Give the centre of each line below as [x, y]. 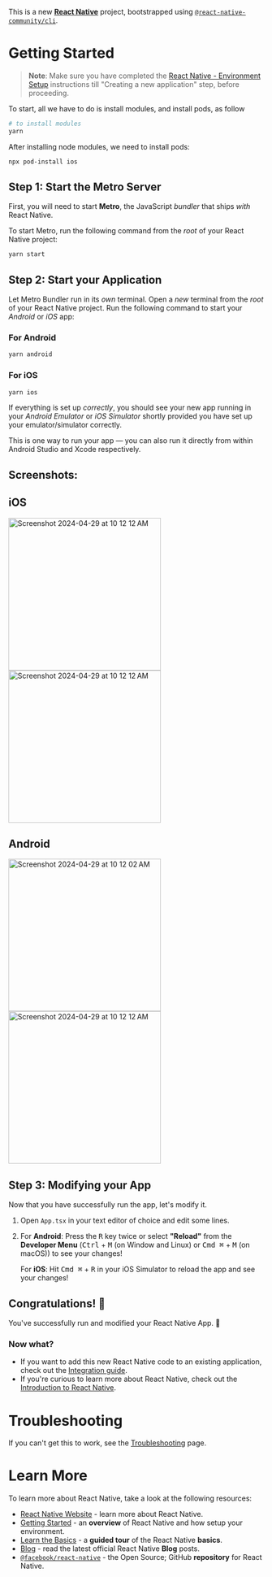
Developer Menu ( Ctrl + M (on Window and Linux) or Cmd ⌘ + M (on [135, 1245]
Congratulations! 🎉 [57, 1303]
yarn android [30, 354]
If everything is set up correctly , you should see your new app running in [130, 408]
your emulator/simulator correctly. [65, 425]
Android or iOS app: [41, 317]
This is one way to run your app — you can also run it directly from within [131, 441]
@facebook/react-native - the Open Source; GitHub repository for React [141, 1557]
